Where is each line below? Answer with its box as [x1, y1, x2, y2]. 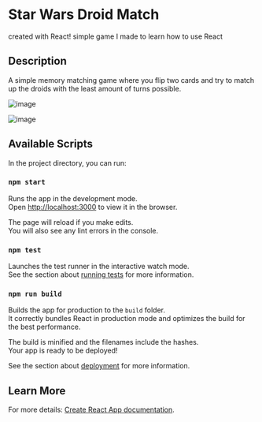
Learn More [8, 384, 66, 398]
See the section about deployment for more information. [8, 361, 190, 371]
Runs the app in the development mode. [8, 193, 138, 203]
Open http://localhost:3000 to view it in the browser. [8, 202, 178, 211]
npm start [8, 177, 46, 187]
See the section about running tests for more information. [8, 270, 194, 279]
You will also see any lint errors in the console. [8, 226, 159, 235]
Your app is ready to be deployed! [8, 345, 118, 356]
